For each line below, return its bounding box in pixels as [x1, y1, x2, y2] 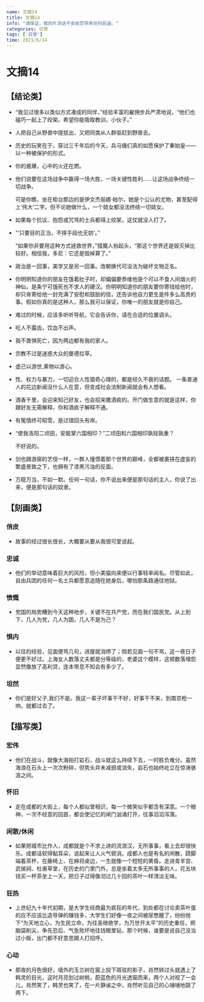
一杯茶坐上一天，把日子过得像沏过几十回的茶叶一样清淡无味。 [25, 873, 180, 880]
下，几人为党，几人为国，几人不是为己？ [15, 616, 117, 623]
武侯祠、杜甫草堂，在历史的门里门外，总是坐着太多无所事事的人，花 [15, 865, 186, 872]
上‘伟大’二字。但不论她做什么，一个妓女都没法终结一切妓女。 [15, 203, 168, 210]
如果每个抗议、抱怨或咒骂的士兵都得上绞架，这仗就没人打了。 [15, 216, 170, 223]
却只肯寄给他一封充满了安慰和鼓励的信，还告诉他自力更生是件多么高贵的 [15, 291, 196, 298]
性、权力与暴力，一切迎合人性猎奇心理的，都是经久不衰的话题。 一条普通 [15, 376, 198, 383]
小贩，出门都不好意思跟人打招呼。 [20, 935, 106, 942]
